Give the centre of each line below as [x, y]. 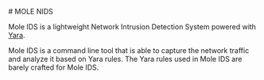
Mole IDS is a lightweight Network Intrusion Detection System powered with [132, 27]
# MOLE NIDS [31, 11]
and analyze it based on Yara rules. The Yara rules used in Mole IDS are [125, 59]
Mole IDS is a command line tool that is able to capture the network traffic [129, 50]
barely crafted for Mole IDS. [54, 67]
